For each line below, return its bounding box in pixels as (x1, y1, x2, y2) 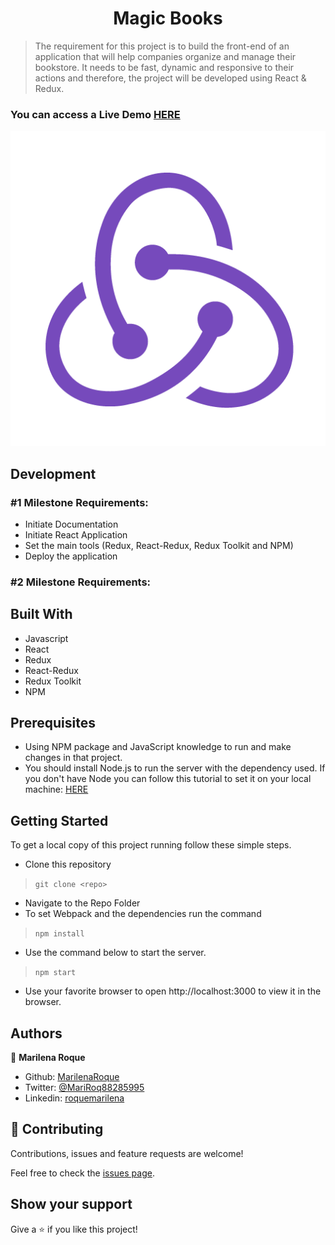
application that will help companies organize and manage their (34, 50, 297, 62)
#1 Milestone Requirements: (10, 495, 149, 509)
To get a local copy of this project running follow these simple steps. (10, 839, 292, 851)
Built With (10, 606, 73, 623)
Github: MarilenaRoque (24, 1071, 120, 1083)
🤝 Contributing (10, 1121, 104, 1138)
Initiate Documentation (24, 518, 119, 530)
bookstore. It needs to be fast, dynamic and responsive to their (34, 61, 295, 73)
